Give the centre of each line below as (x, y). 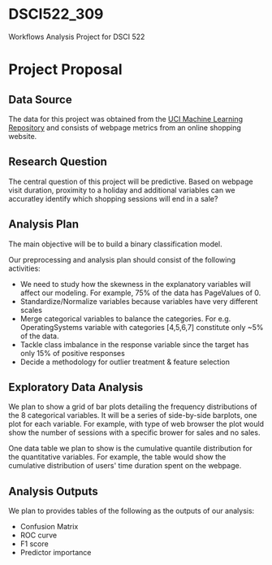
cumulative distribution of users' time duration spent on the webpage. (125, 466)
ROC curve (39, 535)
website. (23, 136)
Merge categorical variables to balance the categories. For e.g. (125, 319)
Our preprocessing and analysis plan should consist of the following (122, 259)
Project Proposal (66, 70)
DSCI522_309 (56, 14)
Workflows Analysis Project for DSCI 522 (77, 37)
